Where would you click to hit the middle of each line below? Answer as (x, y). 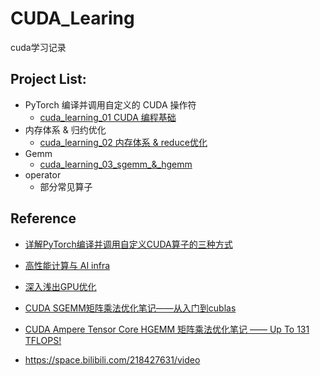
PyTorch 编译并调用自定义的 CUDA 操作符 (110, 104)
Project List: (48, 79)
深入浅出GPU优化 (60, 286)
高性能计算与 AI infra (67, 265)
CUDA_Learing (72, 18)
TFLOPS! (43, 340)
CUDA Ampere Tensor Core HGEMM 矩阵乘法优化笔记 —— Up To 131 (167, 329)
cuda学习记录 (38, 47)
